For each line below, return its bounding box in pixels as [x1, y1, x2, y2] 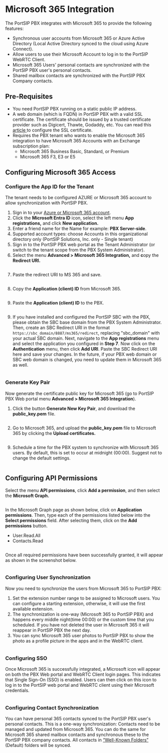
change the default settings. [12, 455, 71, 461]
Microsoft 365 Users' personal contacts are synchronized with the [12, 62, 149, 68]
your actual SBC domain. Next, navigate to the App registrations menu [12, 335, 159, 342]
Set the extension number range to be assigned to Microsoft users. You [12, 595, 160, 601]
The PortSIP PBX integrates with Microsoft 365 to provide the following [5, 20, 152, 26]
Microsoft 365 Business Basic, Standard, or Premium [20, 148, 129, 154]
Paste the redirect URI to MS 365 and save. [12, 272, 102, 278]
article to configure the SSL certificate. [12, 127, 93, 133]
